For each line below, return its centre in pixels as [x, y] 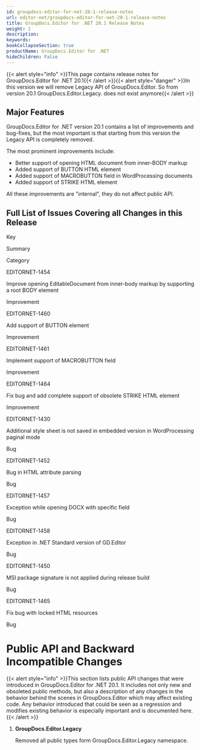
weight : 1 [19, 29]
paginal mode [23, 437]
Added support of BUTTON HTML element [68, 169]
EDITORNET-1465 [28, 601]
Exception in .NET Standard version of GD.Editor [66, 543]
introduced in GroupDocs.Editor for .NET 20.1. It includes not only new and [99, 685]
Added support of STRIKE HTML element [66, 183]
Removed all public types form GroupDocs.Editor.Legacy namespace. [102, 740]
